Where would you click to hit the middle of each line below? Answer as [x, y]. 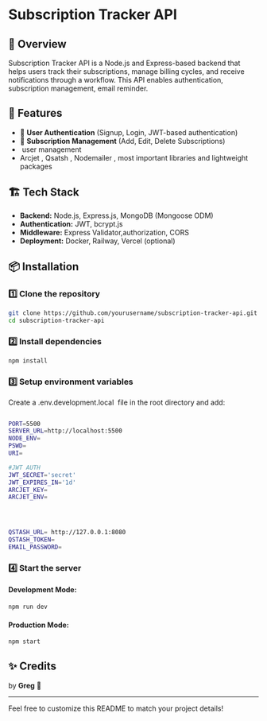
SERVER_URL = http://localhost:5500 [66, 431]
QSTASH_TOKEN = [32, 540]
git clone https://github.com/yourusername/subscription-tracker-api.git [133, 313]
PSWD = [17, 446]
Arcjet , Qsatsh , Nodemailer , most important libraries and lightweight [134, 157]
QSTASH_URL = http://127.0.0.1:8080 [67, 533]
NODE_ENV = [25, 439]
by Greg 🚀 [25, 685]
